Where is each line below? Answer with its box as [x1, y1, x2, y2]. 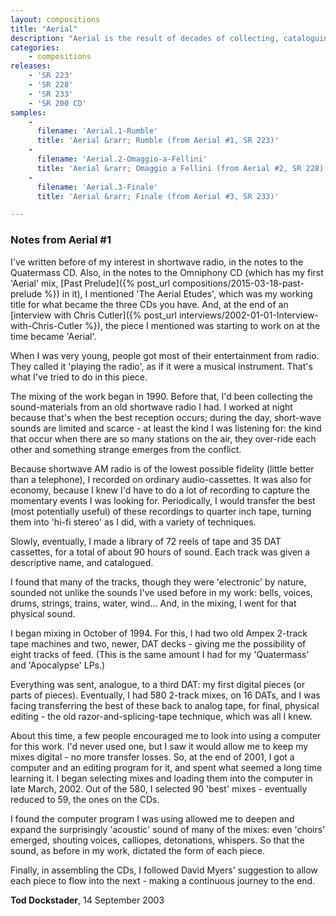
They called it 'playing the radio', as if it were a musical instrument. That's [10, 360, 313, 372]
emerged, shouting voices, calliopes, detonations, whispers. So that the [10, 834, 305, 846]
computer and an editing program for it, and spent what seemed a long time [10, 761, 323, 773]
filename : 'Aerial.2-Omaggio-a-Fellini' [36, 154, 208, 164]
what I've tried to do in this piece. [10, 371, 148, 383]
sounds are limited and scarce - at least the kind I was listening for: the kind [10, 422, 322, 434]
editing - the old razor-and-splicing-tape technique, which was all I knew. [10, 710, 313, 722]
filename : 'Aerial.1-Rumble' [36, 126, 159, 136]
